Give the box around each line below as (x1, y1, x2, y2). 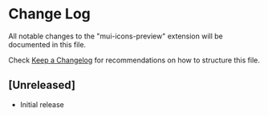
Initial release (19, 99, 64, 109)
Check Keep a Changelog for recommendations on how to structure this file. (8, 55, 261, 65)
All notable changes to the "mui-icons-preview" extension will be (8, 31, 223, 41)
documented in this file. (8, 39, 87, 49)
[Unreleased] (8, 78, 76, 92)
